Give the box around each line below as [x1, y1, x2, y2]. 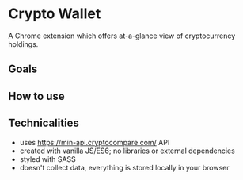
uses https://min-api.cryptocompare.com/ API [19, 137, 170, 147]
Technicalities [8, 117, 79, 130]
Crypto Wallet [8, 5, 101, 23]
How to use [8, 89, 65, 103]
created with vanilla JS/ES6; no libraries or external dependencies [19, 146, 235, 155]
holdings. [8, 39, 39, 48]
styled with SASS [19, 154, 77, 163]
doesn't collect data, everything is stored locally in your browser [19, 163, 230, 172]
